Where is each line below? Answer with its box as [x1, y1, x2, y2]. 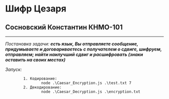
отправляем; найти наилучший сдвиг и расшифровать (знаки [5, 51, 143, 57]
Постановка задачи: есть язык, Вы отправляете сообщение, [5, 41, 138, 46]
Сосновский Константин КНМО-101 [5, 23, 123, 31]
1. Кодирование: [23, 76, 57, 81]
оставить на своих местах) [5, 57, 66, 62]
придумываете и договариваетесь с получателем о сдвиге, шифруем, [5, 46, 162, 52]
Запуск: [5, 66, 22, 72]
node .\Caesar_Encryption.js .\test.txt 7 [41, 80, 132, 85]
